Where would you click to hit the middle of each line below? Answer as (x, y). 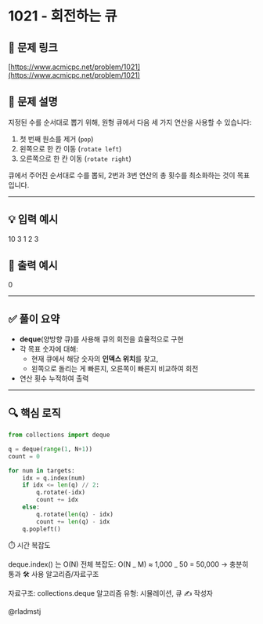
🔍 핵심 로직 (34, 413)
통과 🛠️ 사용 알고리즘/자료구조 (54, 574)
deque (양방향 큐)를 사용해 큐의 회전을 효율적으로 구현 (101, 339)
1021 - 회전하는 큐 (63, 16)
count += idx (58, 500)
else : (31, 507)
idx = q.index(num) (54, 478)
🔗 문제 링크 (33, 47)
